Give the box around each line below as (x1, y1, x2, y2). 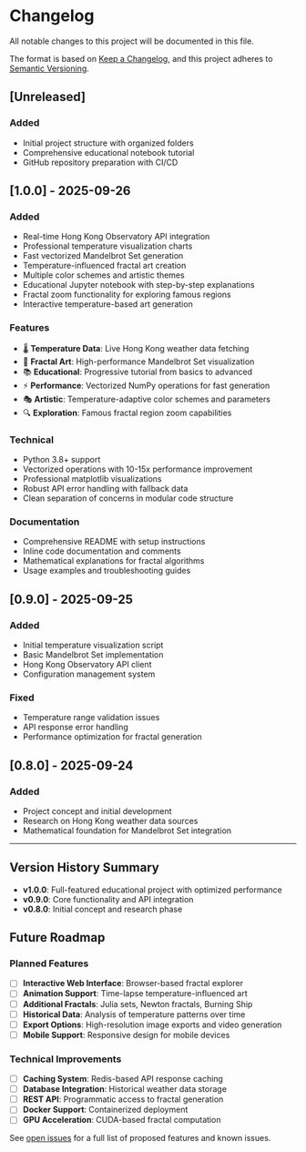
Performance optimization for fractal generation (22, 731, 202, 742)
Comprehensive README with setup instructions (22, 536, 206, 547)
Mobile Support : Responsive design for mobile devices (22, 1029, 230, 1040)
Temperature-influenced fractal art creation (22, 260, 187, 271)
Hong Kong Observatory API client (22, 658, 152, 669)
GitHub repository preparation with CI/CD (22, 157, 178, 168)
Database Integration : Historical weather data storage (22, 1084, 228, 1095)
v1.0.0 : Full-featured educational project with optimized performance (22, 884, 282, 895)
